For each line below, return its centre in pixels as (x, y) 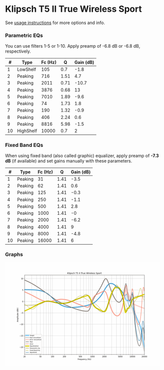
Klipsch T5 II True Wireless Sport (74, 9)
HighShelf (27, 131)
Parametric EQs (24, 35)
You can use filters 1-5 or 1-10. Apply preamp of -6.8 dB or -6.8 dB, (73, 46)
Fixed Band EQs (24, 145)
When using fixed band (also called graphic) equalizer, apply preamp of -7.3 (82, 156)
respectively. (18, 51)
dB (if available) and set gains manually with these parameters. (69, 161)
